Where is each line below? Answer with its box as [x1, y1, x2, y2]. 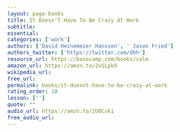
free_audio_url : [7, 114, 55, 121]
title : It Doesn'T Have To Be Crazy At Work [7, 17, 139, 24]
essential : [7, 29, 39, 37]
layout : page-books [7, 10, 64, 17]
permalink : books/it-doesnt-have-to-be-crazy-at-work [7, 82, 168, 89]
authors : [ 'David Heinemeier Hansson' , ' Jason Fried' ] [7, 43, 174, 50]
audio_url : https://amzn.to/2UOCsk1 [7, 108, 114, 115]
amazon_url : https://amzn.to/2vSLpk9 [7, 62, 118, 69]
